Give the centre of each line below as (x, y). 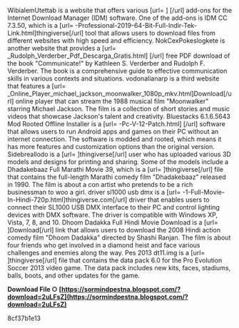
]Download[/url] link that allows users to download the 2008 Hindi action (114, 230)
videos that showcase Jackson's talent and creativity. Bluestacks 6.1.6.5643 (119, 116)
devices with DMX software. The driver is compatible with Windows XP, (113, 215)
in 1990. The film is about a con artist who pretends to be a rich (100, 184)
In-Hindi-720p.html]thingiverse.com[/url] (67, 200)
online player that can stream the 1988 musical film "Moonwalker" (112, 101)
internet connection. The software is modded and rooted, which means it (115, 139)
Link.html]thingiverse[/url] (46, 33)
